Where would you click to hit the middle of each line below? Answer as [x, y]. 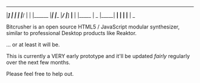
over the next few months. [38, 62]
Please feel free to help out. [40, 74]
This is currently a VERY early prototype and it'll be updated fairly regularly [98, 56]
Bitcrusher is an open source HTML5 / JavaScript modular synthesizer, [93, 27]
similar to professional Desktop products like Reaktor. [71, 33]
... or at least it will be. [33, 44]
